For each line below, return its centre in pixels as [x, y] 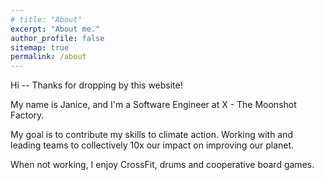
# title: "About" [46, 19]
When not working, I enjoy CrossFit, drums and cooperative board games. [162, 165]
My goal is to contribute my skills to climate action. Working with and [152, 135]
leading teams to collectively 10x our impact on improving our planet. [152, 145]
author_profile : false [57, 38]
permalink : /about [48, 57]
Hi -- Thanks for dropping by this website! [96, 85]
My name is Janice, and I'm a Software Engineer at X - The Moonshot [153, 105]
